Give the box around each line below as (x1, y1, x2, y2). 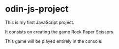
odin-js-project (5, 3, 69, 15)
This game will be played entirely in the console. (5, 38, 103, 44)
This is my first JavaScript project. (5, 19, 75, 25)
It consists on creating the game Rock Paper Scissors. (5, 29, 115, 34)
